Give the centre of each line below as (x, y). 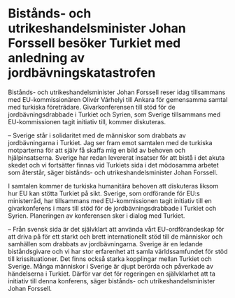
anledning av (46, 58)
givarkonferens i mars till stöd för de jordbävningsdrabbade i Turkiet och (112, 208)
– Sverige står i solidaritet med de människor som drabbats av (97, 135)
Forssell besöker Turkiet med (94, 43)
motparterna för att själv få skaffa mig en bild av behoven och (97, 150)
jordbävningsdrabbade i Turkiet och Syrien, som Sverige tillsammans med (114, 114)
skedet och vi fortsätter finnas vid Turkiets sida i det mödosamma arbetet (113, 165)
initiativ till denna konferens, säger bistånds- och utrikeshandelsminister (112, 281)
